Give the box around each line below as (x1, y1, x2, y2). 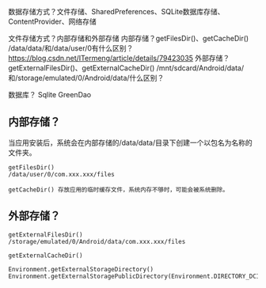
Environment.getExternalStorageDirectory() (8, 265, 154, 273)
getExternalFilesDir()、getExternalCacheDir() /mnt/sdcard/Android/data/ (8, 63, 244, 73)
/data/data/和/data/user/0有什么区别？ (8, 44, 134, 53)
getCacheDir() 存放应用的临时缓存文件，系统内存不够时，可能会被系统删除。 (8, 185, 230, 194)
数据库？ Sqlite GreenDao (8, 90, 92, 99)
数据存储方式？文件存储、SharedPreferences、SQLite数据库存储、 (8, 7, 225, 16)
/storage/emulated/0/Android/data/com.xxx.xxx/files (8, 237, 186, 245)
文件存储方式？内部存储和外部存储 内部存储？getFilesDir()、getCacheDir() (8, 34, 249, 43)
